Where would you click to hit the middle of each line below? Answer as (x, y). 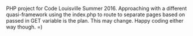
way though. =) (24, 27)
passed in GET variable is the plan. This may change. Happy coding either (95, 21)
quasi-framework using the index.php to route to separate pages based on (96, 15)
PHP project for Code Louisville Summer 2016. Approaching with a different (96, 8)
